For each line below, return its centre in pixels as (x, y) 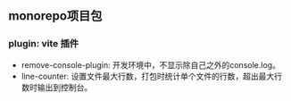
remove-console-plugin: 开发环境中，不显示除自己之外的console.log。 (150, 64)
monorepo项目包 (55, 16)
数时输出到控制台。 (57, 87)
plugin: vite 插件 (44, 44)
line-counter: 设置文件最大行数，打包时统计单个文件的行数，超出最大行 (152, 76)
